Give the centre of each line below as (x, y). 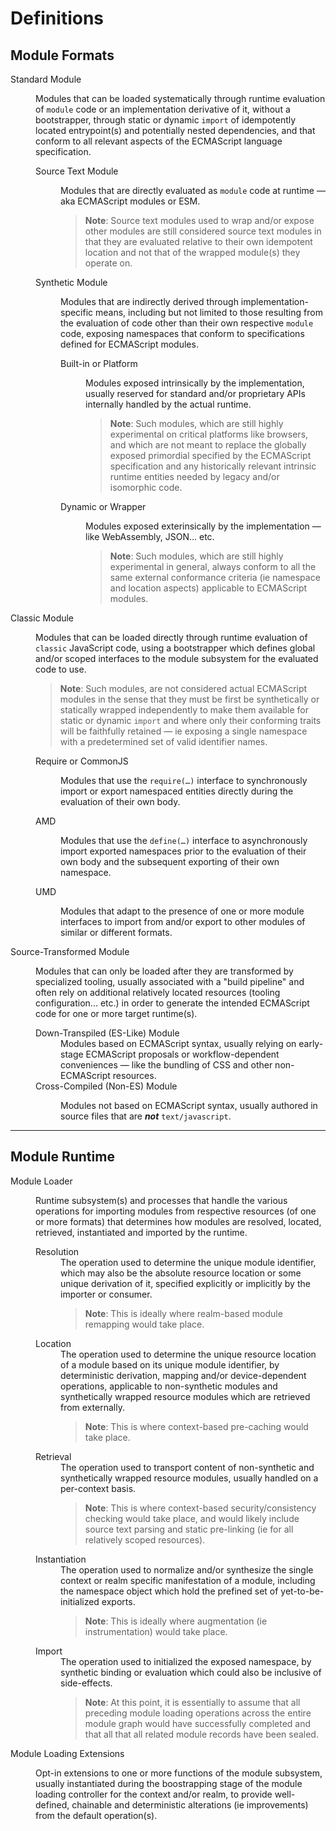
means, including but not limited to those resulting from (209, 312)
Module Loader (41, 1181)
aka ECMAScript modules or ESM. (130, 201)
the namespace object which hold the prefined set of (169, 1591)
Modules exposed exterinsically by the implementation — (203, 526)
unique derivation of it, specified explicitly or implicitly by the (185, 1283)
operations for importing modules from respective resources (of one (176, 1211)
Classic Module (42, 618)
